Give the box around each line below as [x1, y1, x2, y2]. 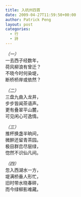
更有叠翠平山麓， [5, 106, 41, 113]
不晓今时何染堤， [5, 70, 41, 76]
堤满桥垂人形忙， [5, 173, 41, 180]
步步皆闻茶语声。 [5, 100, 41, 106]
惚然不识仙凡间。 [5, 149, 41, 155]
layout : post [5, 22, 33, 27]
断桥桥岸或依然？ [5, 76, 41, 83]
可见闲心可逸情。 [5, 113, 41, 119]
